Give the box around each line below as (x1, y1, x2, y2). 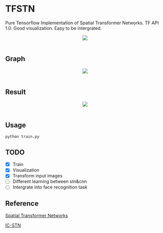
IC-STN (5, 222, 21, 228)
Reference (5, 199, 39, 208)
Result (5, 88, 26, 97)
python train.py (5, 134, 39, 139)
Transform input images (12, 173, 63, 179)
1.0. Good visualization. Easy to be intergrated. (5, 25, 102, 31)
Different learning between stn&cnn (12, 178, 87, 184)
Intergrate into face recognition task (12, 184, 88, 190)
